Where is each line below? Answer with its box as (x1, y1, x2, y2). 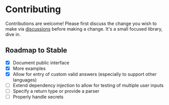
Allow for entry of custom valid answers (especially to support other (12, 71, 157, 77)
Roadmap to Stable (5, 46, 68, 55)
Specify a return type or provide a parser (12, 88, 100, 94)
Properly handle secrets (12, 94, 64, 100)
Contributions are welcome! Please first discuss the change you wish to (5, 20, 157, 27)
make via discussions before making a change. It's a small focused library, (5, 25, 163, 32)
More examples (12, 65, 46, 71)
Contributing (5, 4, 61, 15)
